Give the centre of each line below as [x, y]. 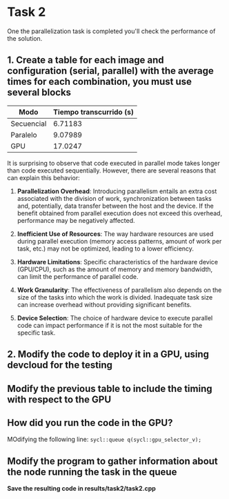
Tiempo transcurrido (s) [93, 112]
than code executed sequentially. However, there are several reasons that [111, 170]
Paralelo [24, 135]
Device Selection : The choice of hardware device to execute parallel [115, 317]
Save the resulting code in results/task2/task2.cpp [82, 489]
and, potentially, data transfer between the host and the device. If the [115, 206]
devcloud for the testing [60, 365]
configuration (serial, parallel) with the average [110, 71]
